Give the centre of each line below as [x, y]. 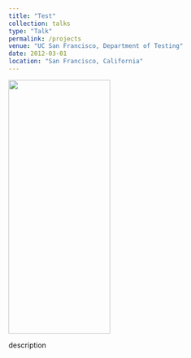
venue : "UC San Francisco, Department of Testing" [96, 46]
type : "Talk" [30, 31]
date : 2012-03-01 [38, 54]
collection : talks [39, 24]
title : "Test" [33, 16]
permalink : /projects [45, 39]
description [28, 345]
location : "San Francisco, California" [76, 62]
